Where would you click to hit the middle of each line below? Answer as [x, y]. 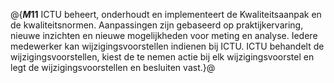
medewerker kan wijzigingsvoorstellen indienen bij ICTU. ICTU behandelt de [167, 46]
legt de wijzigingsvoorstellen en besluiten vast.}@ [113, 67]
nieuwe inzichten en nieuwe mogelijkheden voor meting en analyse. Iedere [164, 35]
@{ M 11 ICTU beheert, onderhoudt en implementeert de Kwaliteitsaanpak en [166, 14]
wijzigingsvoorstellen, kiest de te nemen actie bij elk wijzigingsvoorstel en [162, 57]
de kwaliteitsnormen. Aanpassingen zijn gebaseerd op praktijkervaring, [157, 25]
